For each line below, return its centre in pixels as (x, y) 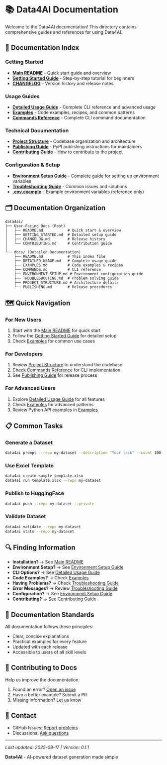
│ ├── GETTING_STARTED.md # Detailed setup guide (61, 235)
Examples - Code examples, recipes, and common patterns (74, 112)
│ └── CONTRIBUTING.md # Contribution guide (59, 244)
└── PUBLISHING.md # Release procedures (63, 287)
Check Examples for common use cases (54, 341)
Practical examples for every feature (49, 642)
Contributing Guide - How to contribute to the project (68, 152)
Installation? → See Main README (48, 562)
